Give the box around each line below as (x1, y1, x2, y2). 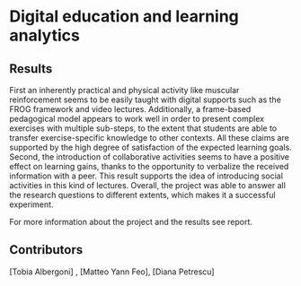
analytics (9, 25, 81, 46)
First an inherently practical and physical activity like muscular (9, 85, 240, 95)
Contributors (9, 242, 84, 257)
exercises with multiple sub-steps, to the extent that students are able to (9, 123, 277, 134)
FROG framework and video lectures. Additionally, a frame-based (9, 104, 252, 114)
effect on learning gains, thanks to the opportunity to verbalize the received (9, 161, 289, 171)
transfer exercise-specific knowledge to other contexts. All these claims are (9, 133, 289, 143)
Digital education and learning (9, 6, 240, 27)
